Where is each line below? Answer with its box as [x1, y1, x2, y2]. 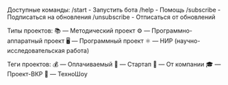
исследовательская [7, 47, 65, 54]
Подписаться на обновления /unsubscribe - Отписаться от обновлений [7, 13, 216, 21]
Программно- [151, 27, 193, 35]
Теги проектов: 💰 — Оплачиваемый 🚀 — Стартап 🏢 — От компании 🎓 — [7, 61, 221, 68]
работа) [66, 47, 90, 54]
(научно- [174, 37, 201, 45]
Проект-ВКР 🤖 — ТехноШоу [7, 70, 88, 78]
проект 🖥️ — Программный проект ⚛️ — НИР [44, 37, 173, 45]
